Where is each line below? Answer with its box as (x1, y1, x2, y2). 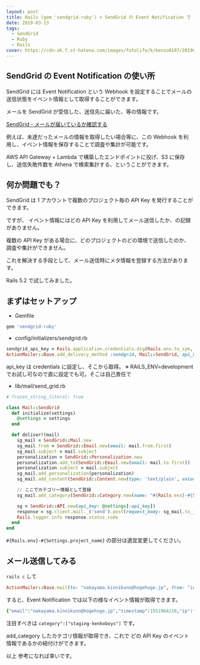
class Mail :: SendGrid (6, 404, 60, 410)
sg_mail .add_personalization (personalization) (17, 470, 135, 476)
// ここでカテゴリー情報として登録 (17, 487, 92, 493)
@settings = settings (17, 416, 70, 422)
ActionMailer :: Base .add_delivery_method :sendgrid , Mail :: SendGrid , (6, 352, 180, 357)
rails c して (6, 573, 37, 580)
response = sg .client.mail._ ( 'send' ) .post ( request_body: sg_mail (17, 509, 183, 515)
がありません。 (6, 224, 43, 231)
